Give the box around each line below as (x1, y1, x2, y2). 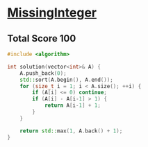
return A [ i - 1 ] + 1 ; (44, 102, 101, 109)
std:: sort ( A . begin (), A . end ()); (19, 76, 113, 83)
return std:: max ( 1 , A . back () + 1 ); (19, 127, 123, 135)
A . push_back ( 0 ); (19, 69, 67, 77)
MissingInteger (7, 5, 97, 21)
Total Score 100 (7, 33, 76, 44)
